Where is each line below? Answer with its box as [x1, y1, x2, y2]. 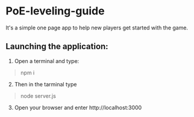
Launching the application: [5, 41, 109, 52]
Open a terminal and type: [14, 57, 80, 64]
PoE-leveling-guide [5, 4, 105, 18]
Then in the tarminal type [14, 80, 77, 88]
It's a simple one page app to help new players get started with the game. [5, 24, 188, 31]
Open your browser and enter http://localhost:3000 [14, 104, 142, 111]
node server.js [20, 92, 57, 100]
